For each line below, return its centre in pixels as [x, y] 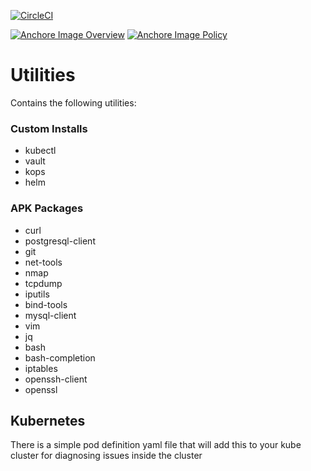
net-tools [43, 262]
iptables [41, 368]
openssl [41, 389]
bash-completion [60, 357]
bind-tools [46, 304]
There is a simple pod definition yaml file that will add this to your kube [156, 445]
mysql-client [50, 315]
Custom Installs [49, 128]
